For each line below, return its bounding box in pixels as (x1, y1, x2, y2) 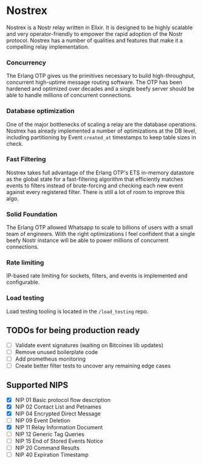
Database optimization (6, 107, 75, 116)
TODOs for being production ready (6, 325, 140, 336)
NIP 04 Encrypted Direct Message (15, 410, 101, 417)
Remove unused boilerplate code (15, 348, 98, 356)
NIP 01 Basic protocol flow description (15, 396, 111, 403)
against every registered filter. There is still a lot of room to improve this (6, 188, 185, 195)
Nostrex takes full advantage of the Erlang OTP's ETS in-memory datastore (6, 168, 194, 176)
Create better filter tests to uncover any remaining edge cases (15, 362, 171, 369)
